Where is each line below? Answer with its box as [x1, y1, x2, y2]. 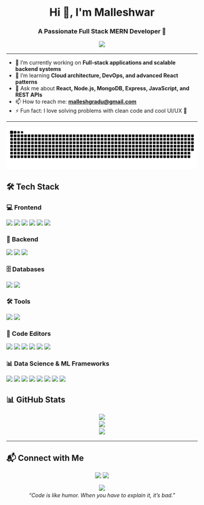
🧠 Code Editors [6, 329, 52, 338]
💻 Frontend [6, 203, 42, 212]
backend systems [15, 65, 62, 73]
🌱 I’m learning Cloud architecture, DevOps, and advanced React [15, 72, 178, 79]
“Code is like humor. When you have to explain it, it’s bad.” [29, 492, 175, 499]
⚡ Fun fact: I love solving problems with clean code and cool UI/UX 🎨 [15, 107, 187, 115]
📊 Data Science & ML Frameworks [6, 360, 110, 368]
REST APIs [15, 91, 42, 99]
